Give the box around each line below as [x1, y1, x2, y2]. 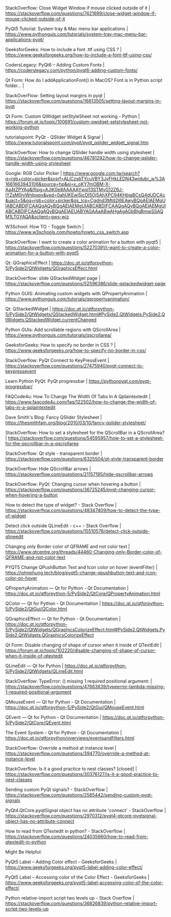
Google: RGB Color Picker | [5, 170, 62, 176]
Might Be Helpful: [5, 849, 42, 855]
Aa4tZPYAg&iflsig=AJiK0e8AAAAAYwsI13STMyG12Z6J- [5, 187, 124, 192]
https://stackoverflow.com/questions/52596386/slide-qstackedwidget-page [5, 280, 166, 287]
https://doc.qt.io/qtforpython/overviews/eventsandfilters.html [5, 735, 134, 741]
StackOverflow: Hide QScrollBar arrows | [5, 466, 91, 472]
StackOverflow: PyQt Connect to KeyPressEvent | [5, 357, 110, 363]
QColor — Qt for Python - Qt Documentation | [5, 600, 101, 606]
